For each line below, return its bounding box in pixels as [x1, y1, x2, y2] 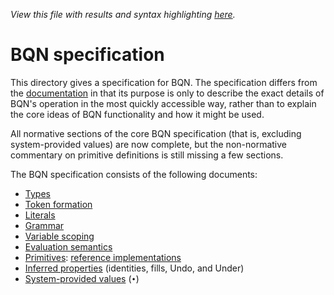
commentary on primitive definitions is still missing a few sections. [10, 149, 284, 161]
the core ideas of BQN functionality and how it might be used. [10, 108, 265, 120]
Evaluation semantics [24, 240, 113, 253]
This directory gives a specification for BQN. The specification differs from [10, 76, 318, 88]
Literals [24, 209, 56, 221]
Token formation [24, 198, 93, 210]
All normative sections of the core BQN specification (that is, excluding [10, 127, 302, 139]
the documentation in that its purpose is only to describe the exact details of [10, 87, 325, 99]
